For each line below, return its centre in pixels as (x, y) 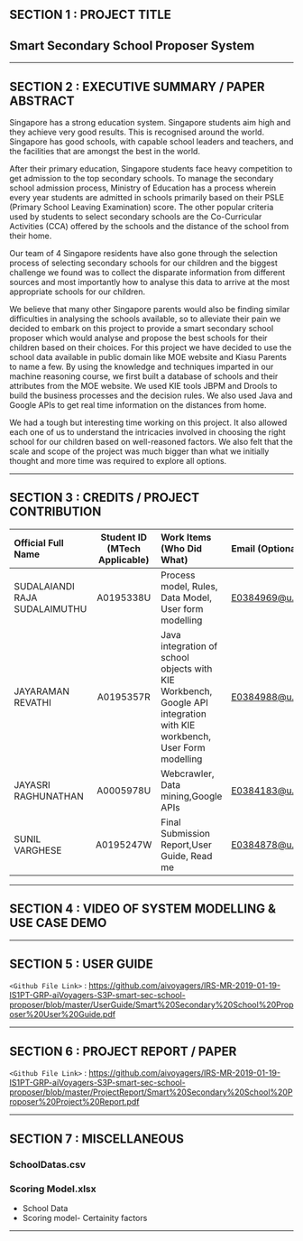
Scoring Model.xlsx (53, 1189)
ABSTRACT (42, 101)
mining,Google (192, 796)
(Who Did (182, 548)
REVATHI (33, 702)
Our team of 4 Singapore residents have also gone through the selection (143, 254)
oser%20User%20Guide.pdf (62, 1014)
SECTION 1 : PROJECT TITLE (90, 15)
